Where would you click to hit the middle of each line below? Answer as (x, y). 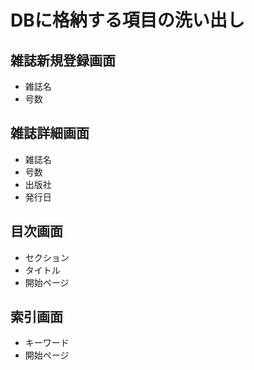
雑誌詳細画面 (50, 133)
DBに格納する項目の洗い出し (127, 20)
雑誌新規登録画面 (63, 60)
